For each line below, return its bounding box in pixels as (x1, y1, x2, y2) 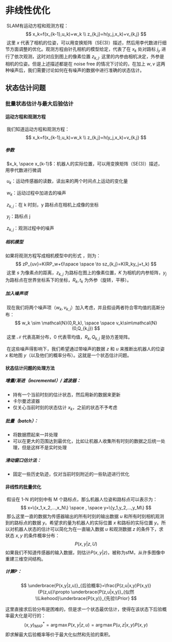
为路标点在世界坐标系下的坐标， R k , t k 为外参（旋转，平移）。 (5, 277, 132, 284)
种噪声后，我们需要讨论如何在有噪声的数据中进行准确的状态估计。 (5, 67, 144, 73)
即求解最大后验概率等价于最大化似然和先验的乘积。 (5, 631, 113, 638)
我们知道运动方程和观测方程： (6, 126, 70, 132)
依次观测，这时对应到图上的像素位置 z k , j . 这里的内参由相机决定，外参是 (14, 53, 165, 60)
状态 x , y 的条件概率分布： (5, 532, 60, 539)
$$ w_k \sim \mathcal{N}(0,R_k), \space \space (14, 320, 115, 326)
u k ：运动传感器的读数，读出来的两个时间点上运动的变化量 (6, 178, 128, 185)
